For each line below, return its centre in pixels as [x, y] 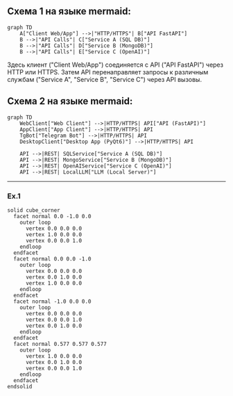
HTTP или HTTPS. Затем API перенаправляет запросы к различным [108, 72]
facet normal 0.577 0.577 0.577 [60, 344]
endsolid [20, 386]
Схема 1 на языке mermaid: [69, 11]
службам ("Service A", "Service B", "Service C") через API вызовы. [105, 79]
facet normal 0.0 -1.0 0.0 [52, 216]
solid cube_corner [34, 210]
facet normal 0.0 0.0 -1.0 [52, 259]
